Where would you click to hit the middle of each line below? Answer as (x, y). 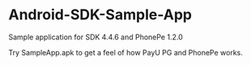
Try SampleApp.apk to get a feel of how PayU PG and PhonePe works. (125, 52)
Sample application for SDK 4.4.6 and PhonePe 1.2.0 (96, 37)
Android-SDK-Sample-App (100, 15)
